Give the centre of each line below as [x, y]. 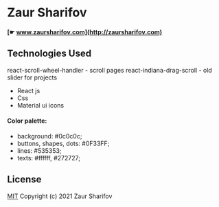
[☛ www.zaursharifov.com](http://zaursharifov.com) [85, 32]
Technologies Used [49, 54]
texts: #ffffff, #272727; [49, 158]
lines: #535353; [39, 150]
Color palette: [27, 121]
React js [28, 90]
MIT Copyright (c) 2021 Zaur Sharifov [60, 196]
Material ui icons [40, 105]
